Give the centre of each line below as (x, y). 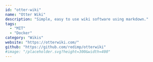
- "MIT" (18, 28)
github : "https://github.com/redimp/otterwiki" (56, 47)
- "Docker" (21, 33)
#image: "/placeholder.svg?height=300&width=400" (58, 51)
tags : (11, 24)
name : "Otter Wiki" (25, 14)
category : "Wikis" (24, 38)
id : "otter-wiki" (23, 10)
